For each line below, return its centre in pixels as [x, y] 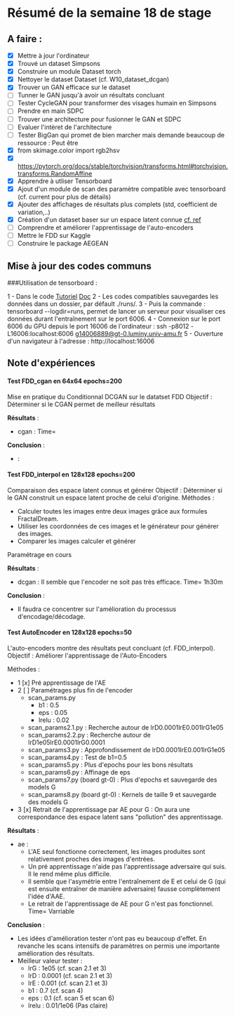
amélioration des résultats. [56, 954]
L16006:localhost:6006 [40, 334]
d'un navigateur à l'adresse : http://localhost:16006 [81, 341]
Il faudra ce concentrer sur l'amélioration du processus [97, 609]
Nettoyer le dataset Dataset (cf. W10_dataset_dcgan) [93, 79]
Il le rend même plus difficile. [69, 874]
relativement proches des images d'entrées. [92, 859]
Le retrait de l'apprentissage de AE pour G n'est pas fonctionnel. [121, 904]
